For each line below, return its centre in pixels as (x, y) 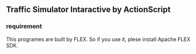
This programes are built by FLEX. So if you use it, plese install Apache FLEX (98, 39)
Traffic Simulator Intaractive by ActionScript (88, 10)
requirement (24, 26)
